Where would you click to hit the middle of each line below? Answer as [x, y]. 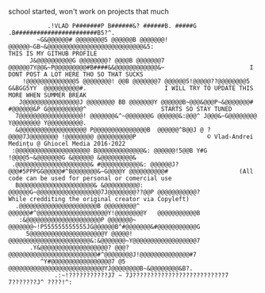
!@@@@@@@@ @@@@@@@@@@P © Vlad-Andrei [157, 137]
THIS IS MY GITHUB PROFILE [53, 54]
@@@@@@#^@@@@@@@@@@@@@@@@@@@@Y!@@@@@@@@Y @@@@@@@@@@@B [104, 213]
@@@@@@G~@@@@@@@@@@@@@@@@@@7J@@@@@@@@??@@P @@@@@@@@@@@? [104, 192]
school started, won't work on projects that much [88, 11]
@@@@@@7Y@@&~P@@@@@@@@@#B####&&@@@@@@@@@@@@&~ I [131, 67]
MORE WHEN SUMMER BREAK [48, 95]
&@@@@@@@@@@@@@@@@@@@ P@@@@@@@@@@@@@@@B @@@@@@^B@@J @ [109, 130]
